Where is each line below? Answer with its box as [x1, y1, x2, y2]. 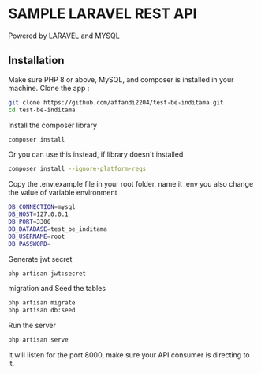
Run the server [8, 321, 57, 331]
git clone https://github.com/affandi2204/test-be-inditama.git [8, 98, 224, 107]
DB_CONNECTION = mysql [8, 203, 76, 211]
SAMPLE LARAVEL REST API [8, 5, 197, 23]
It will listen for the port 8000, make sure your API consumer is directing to [8, 350, 250, 360]
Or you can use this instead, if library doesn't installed [8, 149, 184, 159]
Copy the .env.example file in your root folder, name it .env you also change [8, 179, 254, 189]
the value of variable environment [8, 187, 117, 198]
